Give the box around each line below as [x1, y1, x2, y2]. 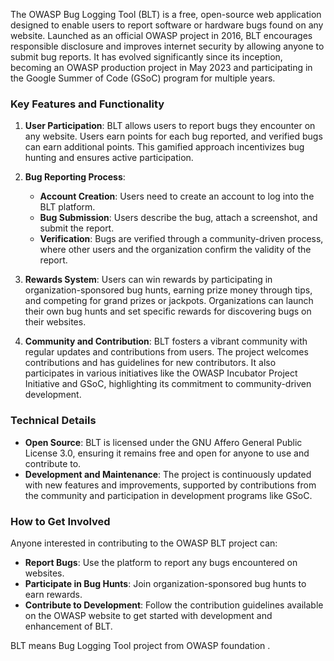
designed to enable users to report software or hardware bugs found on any [10, 19, 324, 31]
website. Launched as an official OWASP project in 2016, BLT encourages [10, 30, 313, 41]
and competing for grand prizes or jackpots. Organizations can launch [24, 295, 314, 307]
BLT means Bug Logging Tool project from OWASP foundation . [10, 639, 271, 651]
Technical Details [10, 414, 97, 428]
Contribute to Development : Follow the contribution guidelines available [24, 599, 324, 611]
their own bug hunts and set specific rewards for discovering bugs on [24, 305, 312, 318]
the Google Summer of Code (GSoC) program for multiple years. [10, 72, 276, 84]
